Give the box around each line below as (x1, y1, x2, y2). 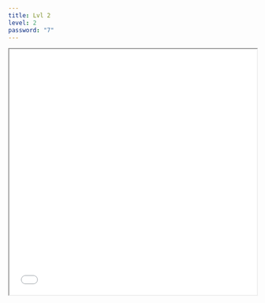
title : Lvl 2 (8, 11, 51, 20)
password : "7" (8, 26, 55, 34)
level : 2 (8, 19, 37, 27)
